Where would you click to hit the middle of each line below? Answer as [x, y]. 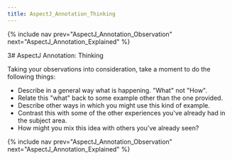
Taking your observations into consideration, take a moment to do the [109, 69]
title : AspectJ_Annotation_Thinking [61, 14]
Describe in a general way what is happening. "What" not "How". [112, 90]
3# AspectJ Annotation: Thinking [56, 55]
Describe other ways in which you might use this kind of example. [114, 105]
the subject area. [42, 120]
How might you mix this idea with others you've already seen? [108, 127]
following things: [32, 76]
